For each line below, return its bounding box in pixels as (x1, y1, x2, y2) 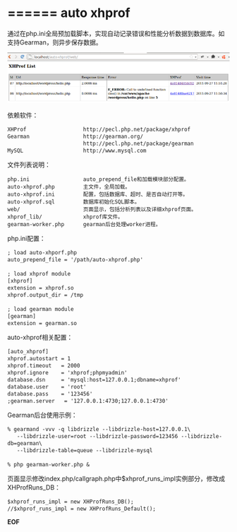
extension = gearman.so (7, 319, 78, 326)
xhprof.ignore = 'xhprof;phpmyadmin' (7, 369, 128, 376)
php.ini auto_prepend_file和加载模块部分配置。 (7, 175, 190, 183)
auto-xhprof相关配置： (7, 333, 73, 341)
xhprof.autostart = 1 (7, 355, 71, 362)
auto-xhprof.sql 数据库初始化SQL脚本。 (7, 198, 140, 206)
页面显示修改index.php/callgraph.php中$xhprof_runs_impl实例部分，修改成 (7, 474, 226, 483)
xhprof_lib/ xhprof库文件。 (7, 213, 123, 220)
